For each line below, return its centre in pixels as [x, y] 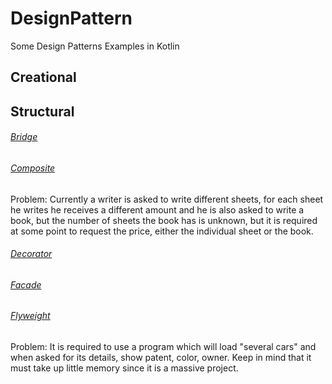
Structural [42, 111]
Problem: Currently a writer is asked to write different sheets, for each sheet [167, 199]
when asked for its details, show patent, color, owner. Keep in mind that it [161, 357]
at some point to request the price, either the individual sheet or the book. [162, 231]
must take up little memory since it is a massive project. [124, 368]
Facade [26, 284]
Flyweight [30, 316]
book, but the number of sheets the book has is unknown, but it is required [164, 220]
